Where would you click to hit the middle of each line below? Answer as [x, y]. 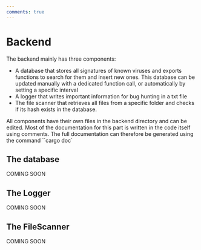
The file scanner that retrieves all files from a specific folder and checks [105, 103]
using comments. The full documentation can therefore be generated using [100, 133]
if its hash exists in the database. [56, 109]
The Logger [28, 193]
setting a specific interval [47, 90]
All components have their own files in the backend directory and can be [97, 121]
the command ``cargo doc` [39, 140]
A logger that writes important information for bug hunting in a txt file [101, 96]
